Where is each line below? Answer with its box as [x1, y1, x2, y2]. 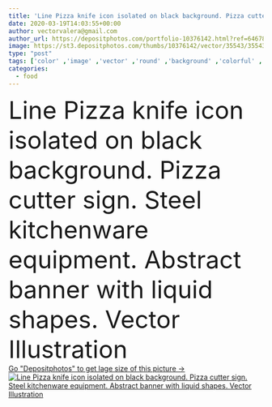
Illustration [8, 333, 128, 365]
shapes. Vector [8, 303, 181, 335]
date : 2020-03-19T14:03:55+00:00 [8, 19, 121, 28]
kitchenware [8, 214, 149, 245]
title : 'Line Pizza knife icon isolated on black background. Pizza [8, 11, 244, 20]
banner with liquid [8, 273, 213, 305]
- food [15, 72, 38, 80]
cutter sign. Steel [8, 184, 202, 215]
